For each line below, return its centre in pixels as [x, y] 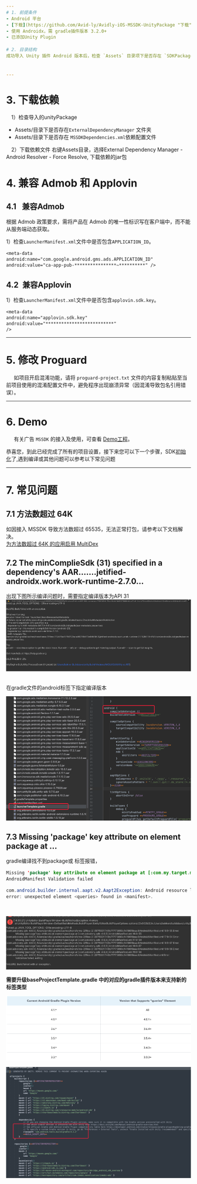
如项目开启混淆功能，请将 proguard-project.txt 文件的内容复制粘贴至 [98, 378]
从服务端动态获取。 [29, 229]
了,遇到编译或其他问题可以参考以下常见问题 [64, 459]
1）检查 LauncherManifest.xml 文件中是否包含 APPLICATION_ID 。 [80, 242]
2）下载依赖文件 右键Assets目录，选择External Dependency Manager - [97, 149]
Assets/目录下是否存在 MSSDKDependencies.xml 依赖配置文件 [85, 137]
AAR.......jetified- [94, 572]
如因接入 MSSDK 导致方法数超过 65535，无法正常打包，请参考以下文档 [92, 529]
